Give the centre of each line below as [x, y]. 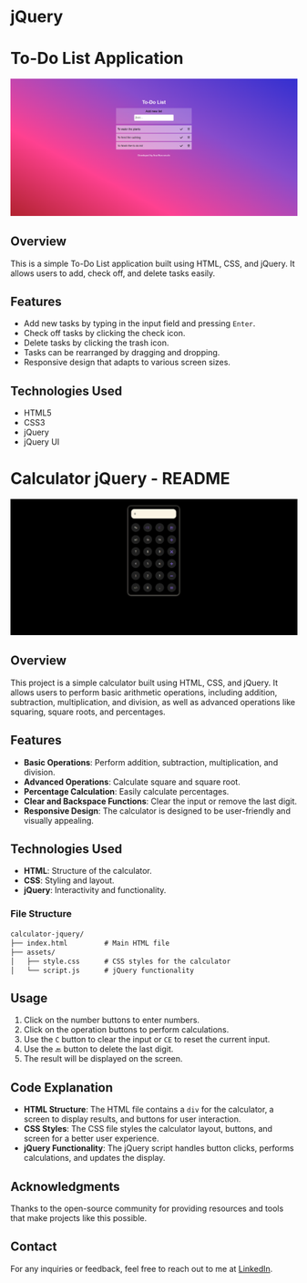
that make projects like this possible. [79, 1218]
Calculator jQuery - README [120, 479]
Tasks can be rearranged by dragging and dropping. [122, 353]
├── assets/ [33, 952]
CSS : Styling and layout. [69, 880]
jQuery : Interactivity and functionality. [95, 890]
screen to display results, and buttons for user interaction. [132, 1119]
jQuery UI [41, 442]
